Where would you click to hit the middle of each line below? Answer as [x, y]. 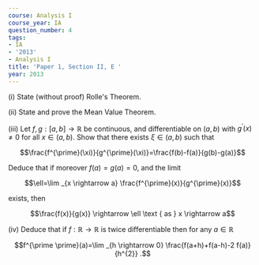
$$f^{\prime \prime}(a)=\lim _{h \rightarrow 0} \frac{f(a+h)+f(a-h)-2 [125, 245]
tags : [17, 37]
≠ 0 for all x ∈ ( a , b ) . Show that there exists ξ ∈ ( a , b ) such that [111, 137]
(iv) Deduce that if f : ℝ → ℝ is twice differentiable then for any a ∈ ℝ [121, 230]
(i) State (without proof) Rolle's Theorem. [75, 96]
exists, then [27, 199]
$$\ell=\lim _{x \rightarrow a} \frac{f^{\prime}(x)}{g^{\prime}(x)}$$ [133, 183]
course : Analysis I [40, 15]
